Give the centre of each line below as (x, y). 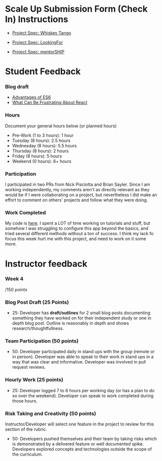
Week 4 (14, 279)
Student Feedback (43, 71)
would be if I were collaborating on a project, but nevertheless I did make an (81, 195)
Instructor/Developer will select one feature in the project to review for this (80, 424)
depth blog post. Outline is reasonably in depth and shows (71, 323)
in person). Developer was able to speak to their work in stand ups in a (83, 357)
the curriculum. (27, 454)
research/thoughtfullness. (38, 328)
